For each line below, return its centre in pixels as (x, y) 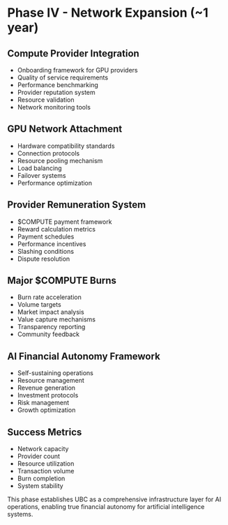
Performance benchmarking (58, 85)
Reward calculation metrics (56, 229)
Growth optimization (46, 410)
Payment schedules (46, 236)
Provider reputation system (56, 92)
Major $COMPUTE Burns (62, 281)
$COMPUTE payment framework (64, 222)
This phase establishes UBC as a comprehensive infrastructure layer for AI (114, 499)
